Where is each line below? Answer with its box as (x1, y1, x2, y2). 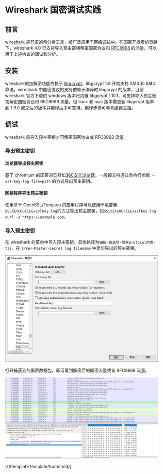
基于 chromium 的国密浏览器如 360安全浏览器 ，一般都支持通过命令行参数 (5, 172, 150, 178)
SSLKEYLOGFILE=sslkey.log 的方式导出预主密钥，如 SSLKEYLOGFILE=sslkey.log (5, 208, 156, 213)
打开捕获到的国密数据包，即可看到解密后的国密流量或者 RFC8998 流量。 (5, 367, 150, 374)
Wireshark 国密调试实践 (5, 4, 101, 16)
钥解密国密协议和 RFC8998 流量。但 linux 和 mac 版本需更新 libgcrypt (5, 98, 145, 104)
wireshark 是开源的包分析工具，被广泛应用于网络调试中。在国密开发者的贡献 (5, 39, 158, 45)
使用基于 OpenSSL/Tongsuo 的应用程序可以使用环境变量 (5, 202, 117, 208)
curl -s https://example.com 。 (5, 214, 68, 220)
